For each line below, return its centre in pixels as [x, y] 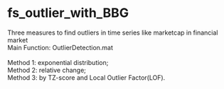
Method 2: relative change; [47, 70]
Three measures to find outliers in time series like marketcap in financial [113, 32]
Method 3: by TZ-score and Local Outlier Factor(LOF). [86, 77]
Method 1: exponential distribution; [58, 62]
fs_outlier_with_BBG [68, 13]
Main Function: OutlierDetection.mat [60, 47]
